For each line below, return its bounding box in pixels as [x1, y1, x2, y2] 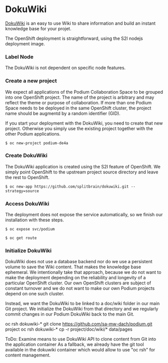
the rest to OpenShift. [5, 174, 50, 180]
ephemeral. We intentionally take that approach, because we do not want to [5, 269, 161, 275]
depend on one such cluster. [5, 291, 64, 297]
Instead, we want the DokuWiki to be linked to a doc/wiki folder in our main [5, 300, 160, 307]
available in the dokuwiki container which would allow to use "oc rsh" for [5, 347, 155, 353]
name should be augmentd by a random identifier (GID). [5, 110, 121, 116]
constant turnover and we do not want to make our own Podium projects [5, 285, 155, 291]
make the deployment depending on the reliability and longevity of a [5, 275, 146, 281]
